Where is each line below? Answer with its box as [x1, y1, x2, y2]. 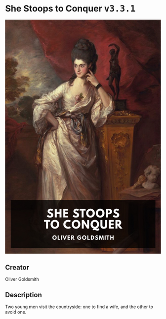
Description [5, 290, 42, 299]
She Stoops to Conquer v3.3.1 [5, 3, 136, 14]
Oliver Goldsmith [5, 276, 40, 282]
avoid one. [5, 309, 27, 315]
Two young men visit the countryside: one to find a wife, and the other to [5, 304, 153, 310]
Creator [5, 263, 30, 272]
